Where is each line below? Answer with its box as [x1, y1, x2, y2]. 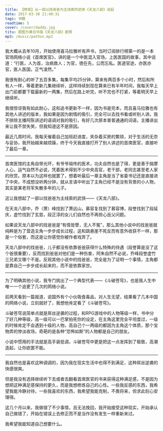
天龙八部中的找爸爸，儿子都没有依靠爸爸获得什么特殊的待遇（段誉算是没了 [5, 244, 154, 250]
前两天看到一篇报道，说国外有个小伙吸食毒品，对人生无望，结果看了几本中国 [5, 294, 158, 299]
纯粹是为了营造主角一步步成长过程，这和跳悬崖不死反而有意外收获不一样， [5, 228, 154, 233]
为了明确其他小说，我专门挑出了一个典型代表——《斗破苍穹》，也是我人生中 [5, 277, 156, 283]
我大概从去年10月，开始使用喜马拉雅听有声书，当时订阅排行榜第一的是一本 [5, 48, 154, 54]
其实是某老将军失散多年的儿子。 [5, 185, 69, 191]
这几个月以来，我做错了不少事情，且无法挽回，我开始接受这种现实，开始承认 [5, 404, 158, 410]
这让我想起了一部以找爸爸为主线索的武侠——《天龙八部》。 [5, 195, 122, 201]
